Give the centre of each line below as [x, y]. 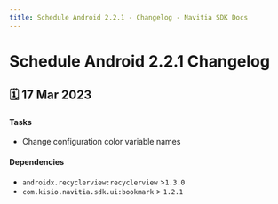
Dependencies [37, 162]
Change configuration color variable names [101, 142]
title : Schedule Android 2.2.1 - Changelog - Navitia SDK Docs [129, 17]
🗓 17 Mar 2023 [50, 95]
